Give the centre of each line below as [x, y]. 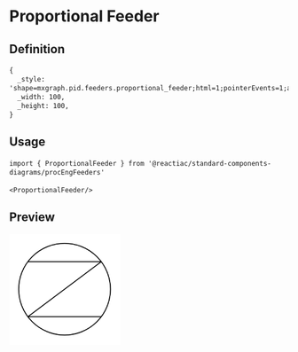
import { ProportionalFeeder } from [77, 163]
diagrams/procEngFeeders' [57, 172]
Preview [32, 218]
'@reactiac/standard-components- [210, 163]
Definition [37, 49]
